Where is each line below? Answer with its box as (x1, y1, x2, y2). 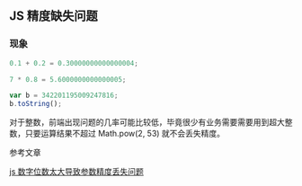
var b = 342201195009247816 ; (9, 91, 119, 101)
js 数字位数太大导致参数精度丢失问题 (9, 166, 144, 177)
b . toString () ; (9, 100, 63, 109)
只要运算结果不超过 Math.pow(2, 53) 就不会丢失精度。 (24, 128, 226, 139)
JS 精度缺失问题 (9, 8, 98, 24)
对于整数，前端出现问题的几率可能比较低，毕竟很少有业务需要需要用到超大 (9, 117, 285, 128)
